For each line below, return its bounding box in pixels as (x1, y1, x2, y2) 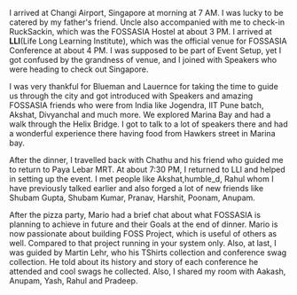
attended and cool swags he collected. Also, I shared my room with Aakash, (9, 266, 286, 276)
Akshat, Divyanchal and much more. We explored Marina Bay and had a (9, 110, 271, 120)
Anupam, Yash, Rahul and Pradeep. (9, 276, 138, 286)
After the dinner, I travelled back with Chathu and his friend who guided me (9, 155, 284, 165)
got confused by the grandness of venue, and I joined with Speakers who (9, 55, 277, 65)
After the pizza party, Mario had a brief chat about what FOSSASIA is (9, 210, 262, 220)
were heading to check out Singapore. (9, 64, 149, 74)
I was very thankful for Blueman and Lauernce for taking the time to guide (9, 82, 279, 91)
